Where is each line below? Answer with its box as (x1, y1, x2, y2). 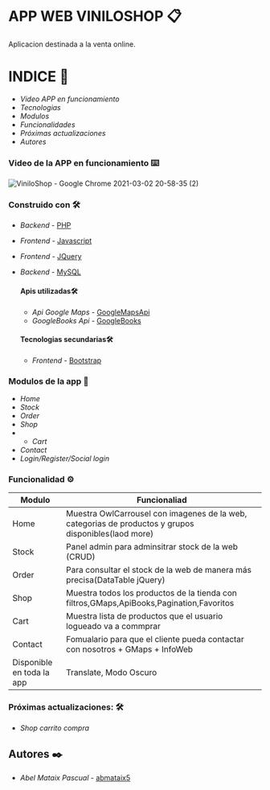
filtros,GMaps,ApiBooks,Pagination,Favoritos (65, 598, 235, 609)
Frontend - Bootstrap (31, 356, 102, 365)
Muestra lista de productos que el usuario (65, 611, 223, 622)
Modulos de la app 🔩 (8, 376, 89, 387)
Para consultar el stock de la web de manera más (65, 565, 252, 576)
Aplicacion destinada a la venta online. (8, 39, 136, 49)
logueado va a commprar (65, 621, 161, 632)
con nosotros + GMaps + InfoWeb (65, 644, 194, 655)
